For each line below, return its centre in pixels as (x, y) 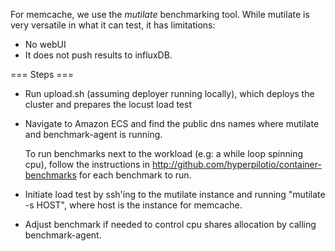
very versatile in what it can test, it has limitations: (113, 25)
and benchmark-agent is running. (93, 134)
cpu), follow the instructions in (87, 164)
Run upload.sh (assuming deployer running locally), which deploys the (169, 93)
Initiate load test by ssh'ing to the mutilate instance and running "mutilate (175, 194)
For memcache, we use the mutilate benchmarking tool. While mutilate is (160, 14)
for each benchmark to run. (135, 175)
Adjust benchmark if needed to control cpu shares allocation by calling (170, 224)
